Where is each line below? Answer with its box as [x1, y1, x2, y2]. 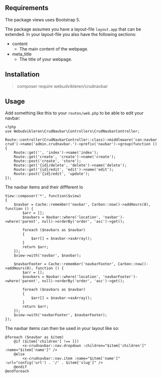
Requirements [5, 4, 49, 12]
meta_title [12, 51, 32, 57]
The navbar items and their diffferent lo [5, 184, 83, 190]
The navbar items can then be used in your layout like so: [5, 326, 120, 331]
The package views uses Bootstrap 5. [5, 17, 81, 22]
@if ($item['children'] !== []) [14, 339, 79, 344]
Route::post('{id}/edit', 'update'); [14, 172, 90, 176]
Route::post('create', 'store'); [14, 159, 81, 164]
